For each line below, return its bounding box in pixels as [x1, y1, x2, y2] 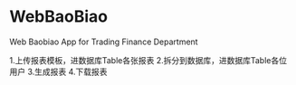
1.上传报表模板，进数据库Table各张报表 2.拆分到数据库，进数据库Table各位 [9, 54, 288, 65]
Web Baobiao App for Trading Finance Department [9, 36, 198, 47]
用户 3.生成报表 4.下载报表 [9, 66, 108, 77]
